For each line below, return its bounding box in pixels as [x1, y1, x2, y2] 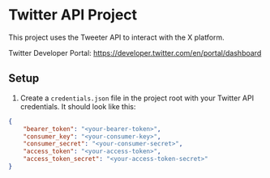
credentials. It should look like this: [19, 101, 136, 111]
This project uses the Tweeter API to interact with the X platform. [8, 32, 225, 42]
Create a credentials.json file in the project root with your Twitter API [19, 93, 254, 103]
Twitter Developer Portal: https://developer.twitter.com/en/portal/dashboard [8, 48, 262, 57]
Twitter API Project [8, 6, 138, 24]
